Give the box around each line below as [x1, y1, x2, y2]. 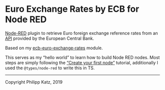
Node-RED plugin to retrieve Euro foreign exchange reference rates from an [5, 30, 158, 36]
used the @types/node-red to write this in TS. [5, 65, 95, 71]
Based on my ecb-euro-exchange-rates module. [5, 45, 103, 51]
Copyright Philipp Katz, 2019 [5, 79, 63, 85]
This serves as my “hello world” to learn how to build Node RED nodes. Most [5, 54, 160, 60]
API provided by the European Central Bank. [5, 35, 94, 41]
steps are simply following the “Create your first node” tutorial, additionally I [5, 60, 159, 65]
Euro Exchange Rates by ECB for [5, 3, 139, 15]
